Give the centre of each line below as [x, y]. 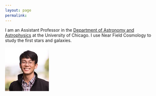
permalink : [16, 15]
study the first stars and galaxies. [38, 40]
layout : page [18, 10]
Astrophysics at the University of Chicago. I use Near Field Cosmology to [78, 35]
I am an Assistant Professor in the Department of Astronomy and [70, 30]
